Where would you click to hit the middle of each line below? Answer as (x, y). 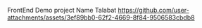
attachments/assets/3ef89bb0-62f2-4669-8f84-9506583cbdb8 (101, 17)
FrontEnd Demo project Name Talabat (62, 10)
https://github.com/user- (154, 10)
